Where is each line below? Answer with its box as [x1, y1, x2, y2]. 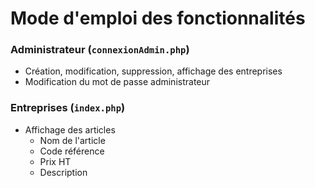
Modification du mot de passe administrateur [24, 76, 211, 88]
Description [39, 166, 88, 178]
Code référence [39, 145, 105, 157]
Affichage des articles [24, 123, 116, 136]
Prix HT [39, 155, 72, 167]
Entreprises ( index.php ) [10, 101, 126, 115]
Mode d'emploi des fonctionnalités [10, 7, 306, 30]
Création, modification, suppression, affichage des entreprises [24, 65, 283, 77]
